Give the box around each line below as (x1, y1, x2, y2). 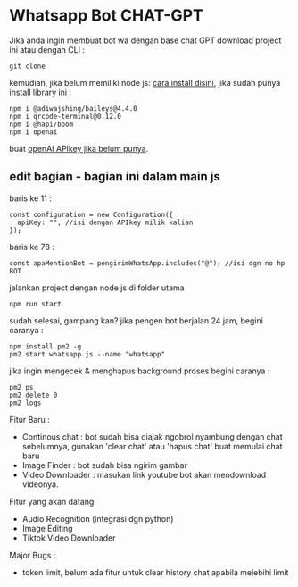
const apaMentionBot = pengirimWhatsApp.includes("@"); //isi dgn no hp (9, 258, 286, 268)
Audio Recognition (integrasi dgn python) (21, 513, 174, 524)
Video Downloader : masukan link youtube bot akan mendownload (21, 469, 267, 480)
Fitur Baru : (9, 414, 51, 424)
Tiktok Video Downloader (21, 532, 116, 543)
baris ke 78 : (9, 241, 55, 252)
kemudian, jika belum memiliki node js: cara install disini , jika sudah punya (9, 77, 281, 88)
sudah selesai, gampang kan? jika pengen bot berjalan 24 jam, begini (9, 314, 263, 326)
